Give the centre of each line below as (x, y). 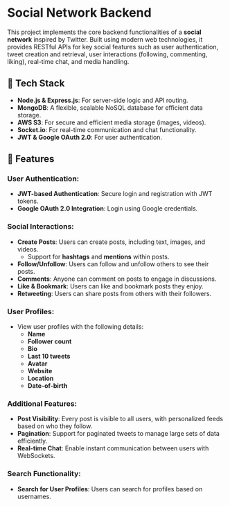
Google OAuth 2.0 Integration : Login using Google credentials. (107, 209)
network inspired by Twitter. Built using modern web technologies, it (105, 39)
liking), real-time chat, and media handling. (68, 61)
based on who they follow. (55, 426)
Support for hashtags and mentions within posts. (98, 256)
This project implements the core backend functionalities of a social (104, 32)
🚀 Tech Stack (36, 84)
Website (40, 371)
